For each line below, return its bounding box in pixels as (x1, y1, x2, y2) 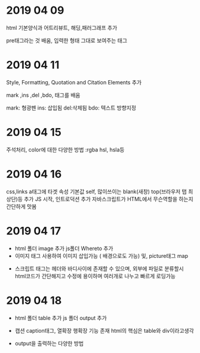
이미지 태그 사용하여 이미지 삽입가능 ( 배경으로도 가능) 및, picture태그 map (14, 252, 189, 259)
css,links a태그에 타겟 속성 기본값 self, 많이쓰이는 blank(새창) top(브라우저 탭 (6, 188, 187, 195)
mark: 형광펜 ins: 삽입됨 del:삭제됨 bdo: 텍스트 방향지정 (6, 104, 136, 111)
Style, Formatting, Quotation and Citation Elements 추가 (6, 78, 142, 86)
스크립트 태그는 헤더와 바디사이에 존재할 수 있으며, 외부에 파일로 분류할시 (14, 264, 184, 272)
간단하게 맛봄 (6, 203, 37, 210)
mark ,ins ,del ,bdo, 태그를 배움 (6, 91, 81, 99)
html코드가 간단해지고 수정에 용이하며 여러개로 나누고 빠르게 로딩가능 (14, 272, 176, 279)
